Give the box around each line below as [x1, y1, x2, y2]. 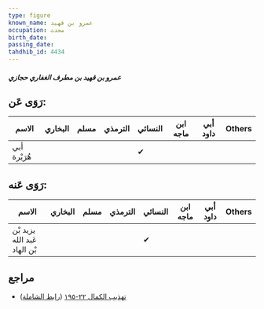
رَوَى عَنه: [8, 178, 47, 191]
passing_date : [8, 41, 55, 49]
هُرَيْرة [12, 151, 31, 162]
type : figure [8, 11, 51, 20]
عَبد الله [12, 234, 38, 245]
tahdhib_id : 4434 [8, 48, 65, 56]
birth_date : [8, 33, 47, 42]
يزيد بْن [12, 225, 36, 236]
